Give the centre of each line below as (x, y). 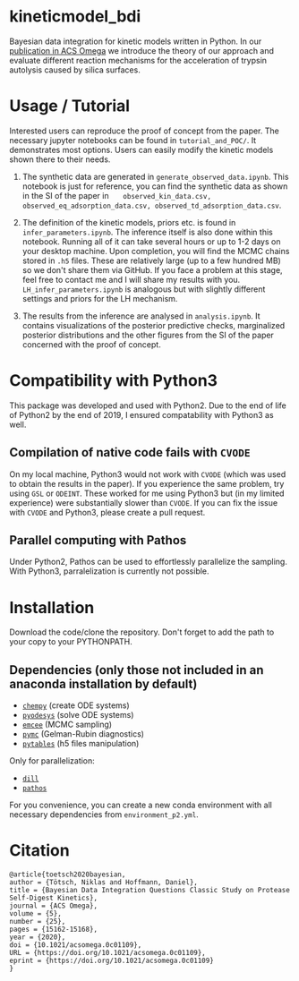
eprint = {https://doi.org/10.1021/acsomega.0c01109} (112, 961)
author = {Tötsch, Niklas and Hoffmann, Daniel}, (104, 883)
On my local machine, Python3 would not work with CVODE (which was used (148, 474)
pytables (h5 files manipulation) (81, 744)
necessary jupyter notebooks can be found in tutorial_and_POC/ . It (133, 140)
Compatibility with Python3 (113, 381)
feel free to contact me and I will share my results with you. (131, 279)
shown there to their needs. (60, 159)
